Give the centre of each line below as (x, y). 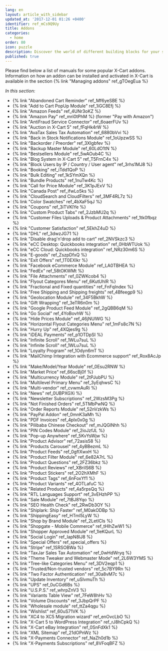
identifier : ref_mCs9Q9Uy (32, 24)
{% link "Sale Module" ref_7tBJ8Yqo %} (53, 500)
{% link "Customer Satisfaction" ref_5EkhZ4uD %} (64, 228)
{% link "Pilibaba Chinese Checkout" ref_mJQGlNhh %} (69, 425)
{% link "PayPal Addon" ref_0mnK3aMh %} (57, 415)
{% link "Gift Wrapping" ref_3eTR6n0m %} (56, 303)
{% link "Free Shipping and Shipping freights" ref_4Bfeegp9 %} (77, 292)
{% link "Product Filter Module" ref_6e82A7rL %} (63, 457)
